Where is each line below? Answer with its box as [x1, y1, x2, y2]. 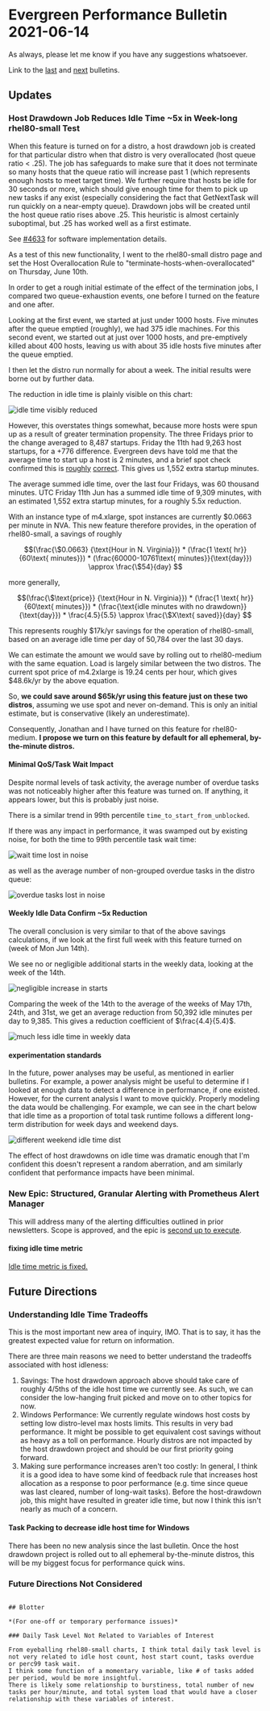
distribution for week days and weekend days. [25, 1120, 179, 1129]
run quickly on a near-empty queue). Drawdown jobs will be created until [8, 201, 251, 211]
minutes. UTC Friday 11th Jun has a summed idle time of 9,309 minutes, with [8, 487, 262, 497]
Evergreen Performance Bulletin [8, 6, 228, 24]
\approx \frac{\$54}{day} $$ [88, 561, 183, 571]
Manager [8, 1198, 45, 1209]
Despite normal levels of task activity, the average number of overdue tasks [8, 777, 260, 787]
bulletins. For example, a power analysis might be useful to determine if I [8, 1077, 250, 1087]
